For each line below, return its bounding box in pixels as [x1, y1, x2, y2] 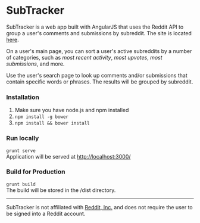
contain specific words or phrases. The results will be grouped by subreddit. [6, 78, 193, 85]
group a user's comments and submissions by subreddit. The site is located [6, 29, 192, 36]
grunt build [6, 181, 36, 187]
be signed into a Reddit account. [6, 210, 86, 217]
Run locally [6, 134, 39, 143]
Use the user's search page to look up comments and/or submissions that [6, 72, 187, 79]
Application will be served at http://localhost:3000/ [6, 153, 131, 160]
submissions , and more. [6, 60, 65, 67]
